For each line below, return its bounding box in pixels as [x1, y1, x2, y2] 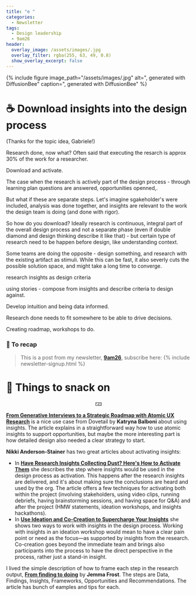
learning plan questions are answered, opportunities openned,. [6, 185, 158, 192]
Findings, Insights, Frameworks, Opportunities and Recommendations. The [6, 577, 187, 584]
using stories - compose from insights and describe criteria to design [6, 285, 174, 292]
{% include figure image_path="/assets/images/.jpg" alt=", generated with [6, 74, 186, 81]
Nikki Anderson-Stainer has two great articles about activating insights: [6, 448, 181, 455]
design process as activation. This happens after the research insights [14, 472, 185, 479]
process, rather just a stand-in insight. [14, 553, 107, 560]
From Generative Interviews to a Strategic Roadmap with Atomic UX [6, 411, 175, 418]
